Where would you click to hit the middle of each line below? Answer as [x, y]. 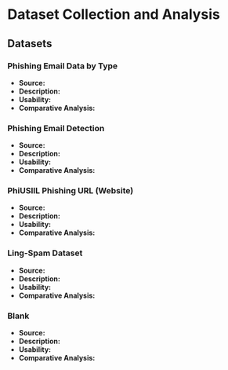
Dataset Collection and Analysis [114, 15]
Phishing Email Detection [56, 128]
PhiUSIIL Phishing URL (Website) [71, 191]
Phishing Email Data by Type [63, 66]
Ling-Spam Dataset [45, 253]
